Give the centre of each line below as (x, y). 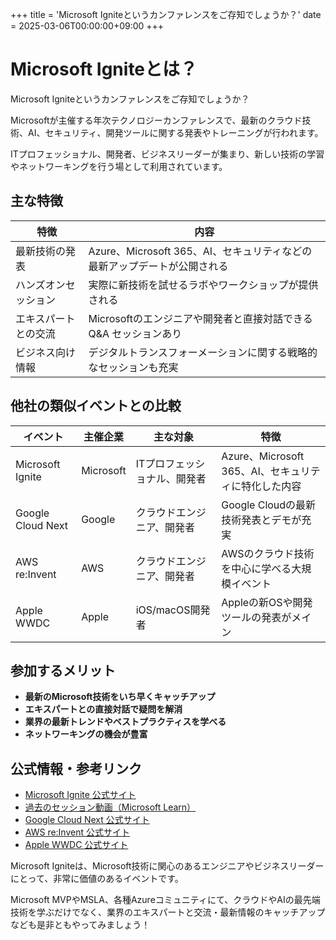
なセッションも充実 (133, 367)
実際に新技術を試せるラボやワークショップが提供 (203, 285)
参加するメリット (63, 670)
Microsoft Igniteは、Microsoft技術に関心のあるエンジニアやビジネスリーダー (167, 866)
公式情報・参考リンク (76, 768)
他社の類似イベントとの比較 (96, 406)
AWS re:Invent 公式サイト (77, 832)
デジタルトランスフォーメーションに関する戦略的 (203, 352)
